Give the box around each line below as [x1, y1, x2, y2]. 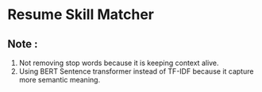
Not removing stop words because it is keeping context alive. [18, 58, 219, 67]
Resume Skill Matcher [7, 6, 154, 24]
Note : [7, 37, 38, 51]
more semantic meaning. [18, 75, 101, 84]
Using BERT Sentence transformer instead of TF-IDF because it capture [18, 67, 254, 76]
